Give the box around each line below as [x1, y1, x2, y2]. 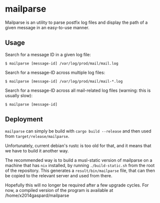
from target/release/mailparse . [5, 133, 70, 139]
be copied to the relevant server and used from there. [5, 172, 113, 178]
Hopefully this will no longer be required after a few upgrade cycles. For [5, 182, 149, 188]
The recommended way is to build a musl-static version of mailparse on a [5, 157, 152, 163]
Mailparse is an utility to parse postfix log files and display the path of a [5, 19, 148, 25]
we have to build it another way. [5, 148, 69, 153]
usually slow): [5, 92, 33, 98]
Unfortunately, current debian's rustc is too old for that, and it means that [5, 142, 152, 149]
